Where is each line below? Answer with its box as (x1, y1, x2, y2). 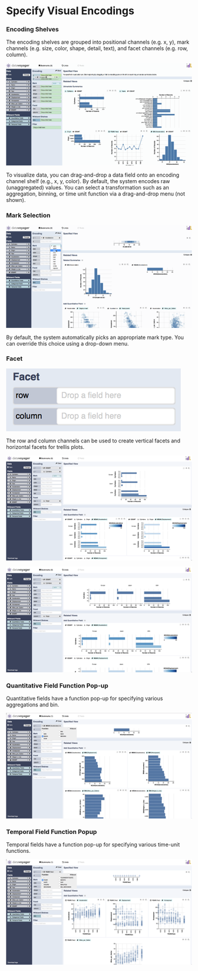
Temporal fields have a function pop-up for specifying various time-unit (6, 841, 180, 848)
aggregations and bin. (6, 701, 60, 708)
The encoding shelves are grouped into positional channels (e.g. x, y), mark (6, 38, 190, 45)
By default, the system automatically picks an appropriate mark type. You (6, 334, 184, 341)
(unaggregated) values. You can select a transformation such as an (6, 184, 170, 191)
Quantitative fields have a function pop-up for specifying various (6, 695, 163, 702)
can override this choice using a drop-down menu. (6, 340, 129, 347)
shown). (6, 197, 26, 204)
